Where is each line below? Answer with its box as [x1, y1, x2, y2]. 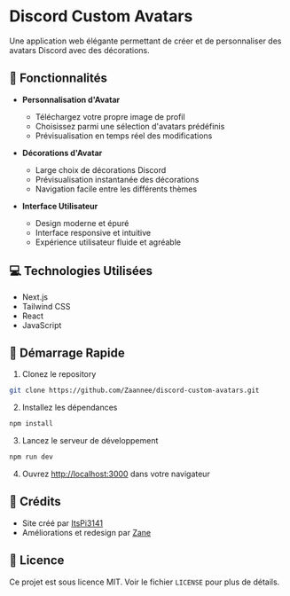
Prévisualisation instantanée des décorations [35, 174, 200, 184]
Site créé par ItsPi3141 [21, 517, 104, 529]
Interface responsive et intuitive [35, 227, 152, 238]
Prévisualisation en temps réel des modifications [35, 130, 213, 141]
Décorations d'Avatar [21, 147, 103, 158]
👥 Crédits [9, 494, 62, 509]
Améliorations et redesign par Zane [21, 527, 152, 537]
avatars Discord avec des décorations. [9, 44, 150, 55]
